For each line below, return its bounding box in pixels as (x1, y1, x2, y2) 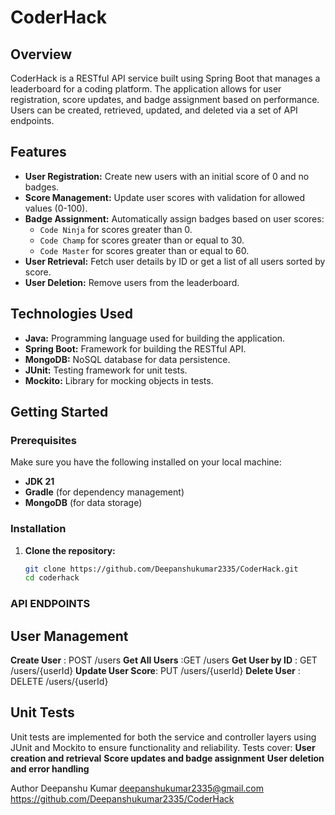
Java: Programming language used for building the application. (24, 332, 286, 344)
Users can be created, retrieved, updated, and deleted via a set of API (10, 104, 298, 116)
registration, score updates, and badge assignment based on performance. (10, 94, 320, 105)
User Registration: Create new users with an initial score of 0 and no (24, 170, 310, 182)
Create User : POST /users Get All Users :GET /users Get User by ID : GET (10, 654, 318, 666)
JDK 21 (24, 476, 55, 488)
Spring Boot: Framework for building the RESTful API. (24, 342, 247, 355)
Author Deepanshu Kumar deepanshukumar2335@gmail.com (10, 782, 264, 794)
